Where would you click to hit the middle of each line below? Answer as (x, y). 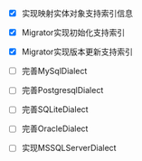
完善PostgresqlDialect (62, 90)
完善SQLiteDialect (55, 109)
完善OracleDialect (55, 128)
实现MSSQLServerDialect (69, 148)
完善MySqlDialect (54, 71)
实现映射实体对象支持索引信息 (77, 13)
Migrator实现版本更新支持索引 (77, 52)
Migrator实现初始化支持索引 (73, 33)
